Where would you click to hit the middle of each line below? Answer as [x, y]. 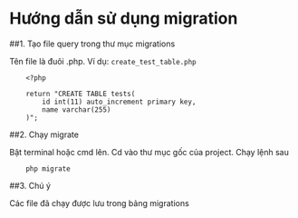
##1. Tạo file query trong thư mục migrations [92, 44]
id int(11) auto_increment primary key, [119, 102]
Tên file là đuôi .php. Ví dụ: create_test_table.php [103, 61]
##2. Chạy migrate [44, 134]
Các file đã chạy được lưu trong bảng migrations [100, 203]
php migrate [48, 168]
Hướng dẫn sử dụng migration [124, 19]
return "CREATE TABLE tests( [81, 94]
